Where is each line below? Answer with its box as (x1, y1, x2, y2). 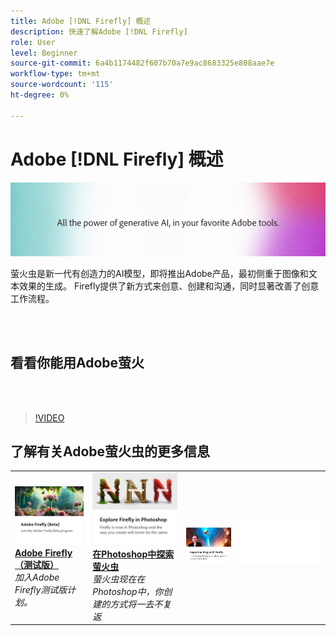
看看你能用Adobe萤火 (10, 355, 145, 372)
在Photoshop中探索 (92, 548, 175, 560)
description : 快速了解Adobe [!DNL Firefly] (10, 26, 188, 37)
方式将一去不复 (109, 598, 172, 610)
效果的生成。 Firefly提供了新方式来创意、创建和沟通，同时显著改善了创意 (18, 280, 320, 292)
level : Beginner (10, 48, 78, 58)
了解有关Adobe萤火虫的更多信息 (10, 443, 211, 460)
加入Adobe (14, 571, 60, 584)
